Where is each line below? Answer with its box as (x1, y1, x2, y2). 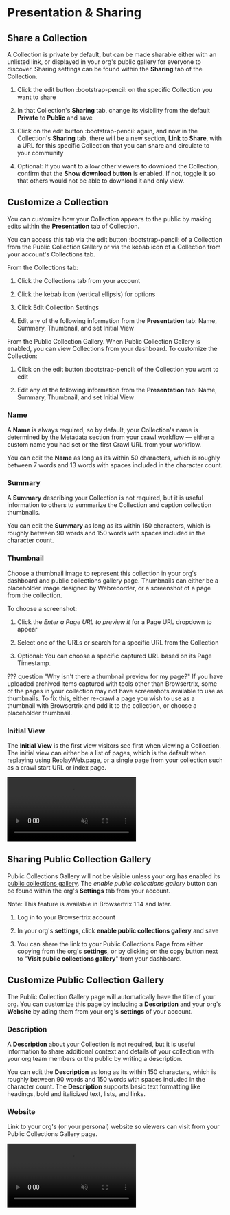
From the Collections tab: (7, 263, 79, 271)
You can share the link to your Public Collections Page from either (16, 939, 203, 948)
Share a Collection (7, 32, 87, 44)
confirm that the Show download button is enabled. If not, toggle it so (16, 170, 216, 177)
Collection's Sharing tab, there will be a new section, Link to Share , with (16, 134, 222, 142)
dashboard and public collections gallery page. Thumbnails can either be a (7, 576, 218, 585)
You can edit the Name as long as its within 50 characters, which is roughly (7, 454, 220, 462)
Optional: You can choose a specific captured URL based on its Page (16, 651, 212, 660)
